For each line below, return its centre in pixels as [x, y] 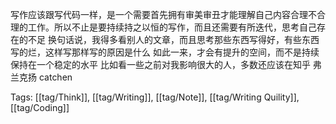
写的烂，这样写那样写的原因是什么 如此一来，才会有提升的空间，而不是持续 [165, 52]
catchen [55, 77]
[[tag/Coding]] [40, 107]
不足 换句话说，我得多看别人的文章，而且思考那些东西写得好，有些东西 [173, 39]
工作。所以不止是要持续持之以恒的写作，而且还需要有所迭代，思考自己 [172, 27]
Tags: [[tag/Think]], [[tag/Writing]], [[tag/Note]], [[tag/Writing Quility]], [155, 97]
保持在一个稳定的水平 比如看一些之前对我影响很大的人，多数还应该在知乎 [160, 64]
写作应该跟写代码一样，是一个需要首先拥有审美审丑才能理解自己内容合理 [159, 14]
